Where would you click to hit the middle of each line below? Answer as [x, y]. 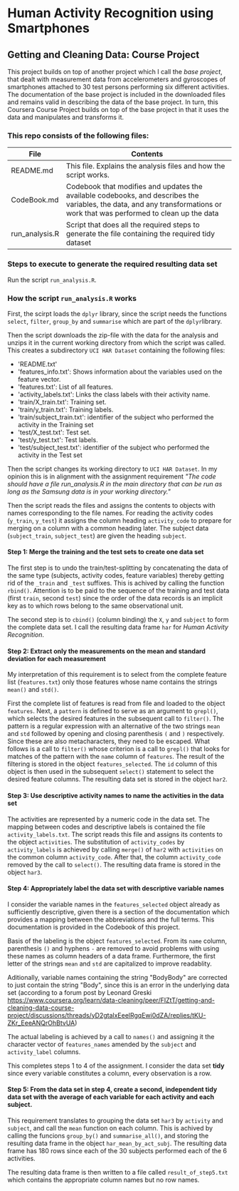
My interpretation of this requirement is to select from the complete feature [117, 675]
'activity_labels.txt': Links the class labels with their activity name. [114, 394]
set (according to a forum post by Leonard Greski [79, 992]
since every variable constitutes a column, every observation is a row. [110, 1073]
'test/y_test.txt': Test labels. [58, 439]
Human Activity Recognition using [111, 13]
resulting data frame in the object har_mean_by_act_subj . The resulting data [117, 1143]
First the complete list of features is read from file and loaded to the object [116, 703]
